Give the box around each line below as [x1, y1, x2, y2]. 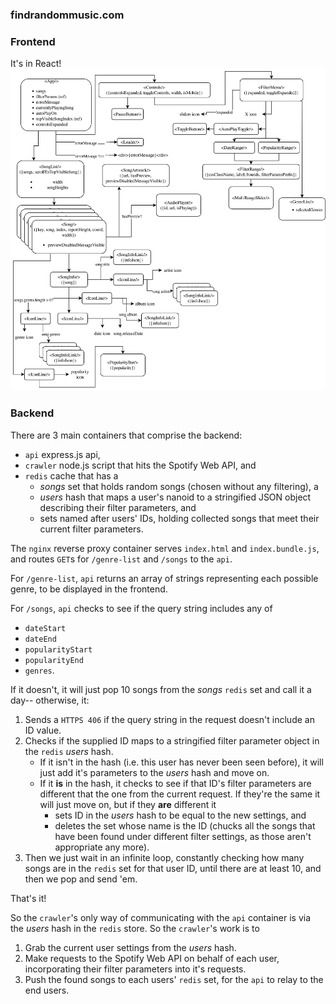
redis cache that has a [24, 469, 119, 482]
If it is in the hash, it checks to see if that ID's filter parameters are [39, 777, 312, 789]
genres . [24, 664, 55, 676]
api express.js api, [24, 448, 101, 460]
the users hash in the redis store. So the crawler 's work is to [10, 922, 260, 934]
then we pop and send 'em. [24, 873, 138, 885]
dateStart [24, 623, 67, 633]
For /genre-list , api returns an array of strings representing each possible [10, 572, 319, 584]
